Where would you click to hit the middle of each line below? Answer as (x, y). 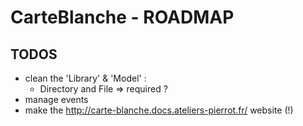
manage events (56, 99)
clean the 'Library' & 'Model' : (85, 78)
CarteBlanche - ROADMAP (122, 17)
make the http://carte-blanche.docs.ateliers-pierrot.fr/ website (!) (159, 110)
